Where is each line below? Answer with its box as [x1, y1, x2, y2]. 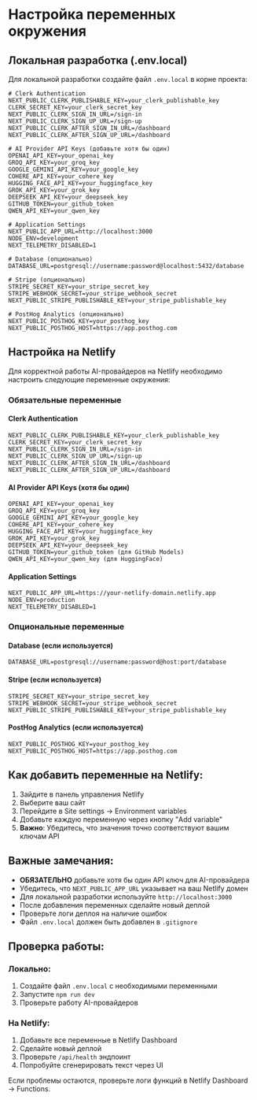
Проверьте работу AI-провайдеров [19, 998, 139, 1008]
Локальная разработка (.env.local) [8, 54, 188, 67]
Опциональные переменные [8, 621, 124, 632]
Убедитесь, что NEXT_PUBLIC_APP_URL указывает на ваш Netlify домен [19, 883, 249, 893]
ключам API [19, 831, 61, 841]
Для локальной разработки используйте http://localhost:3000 [19, 892, 233, 901]
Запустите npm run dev [19, 990, 96, 999]
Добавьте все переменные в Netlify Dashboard [19, 1035, 178, 1045]
